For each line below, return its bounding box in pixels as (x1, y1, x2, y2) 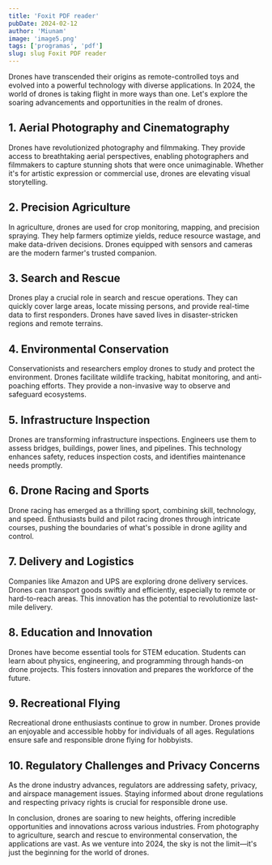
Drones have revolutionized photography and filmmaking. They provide (8, 143, 245, 152)
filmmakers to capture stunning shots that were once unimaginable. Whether (8, 160, 264, 169)
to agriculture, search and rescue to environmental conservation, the (8, 830, 237, 840)
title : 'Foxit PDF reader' (8, 11, 100, 20)
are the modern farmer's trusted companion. (8, 248, 157, 258)
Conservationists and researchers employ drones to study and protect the (8, 364, 255, 374)
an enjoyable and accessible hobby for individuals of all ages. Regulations (8, 726, 255, 736)
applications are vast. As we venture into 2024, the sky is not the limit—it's (8, 839, 257, 849)
